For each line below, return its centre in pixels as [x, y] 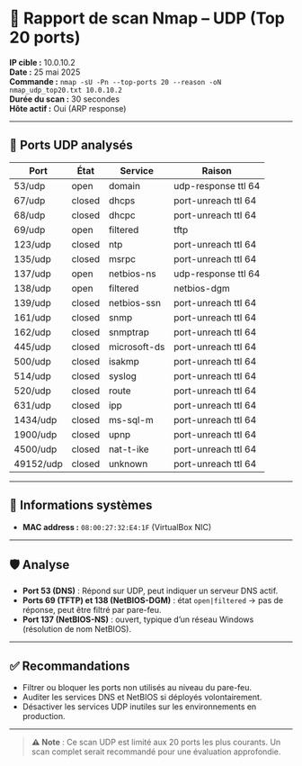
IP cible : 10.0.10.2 [43, 62]
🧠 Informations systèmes [81, 505]
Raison [217, 170]
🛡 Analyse [40, 565]
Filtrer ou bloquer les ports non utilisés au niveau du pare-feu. [137, 688]
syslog [123, 375]
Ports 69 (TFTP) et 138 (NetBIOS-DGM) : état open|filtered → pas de [153, 600]
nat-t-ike [129, 449]
